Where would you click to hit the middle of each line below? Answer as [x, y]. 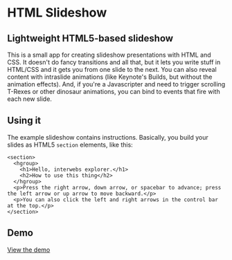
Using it [24, 121]
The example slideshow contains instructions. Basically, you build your [108, 137]
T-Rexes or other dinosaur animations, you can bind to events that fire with [114, 92]
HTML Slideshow [57, 13]
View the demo [29, 250]
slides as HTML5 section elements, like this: [70, 145]
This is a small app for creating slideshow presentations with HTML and [109, 55]
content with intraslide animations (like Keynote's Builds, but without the [110, 77]
